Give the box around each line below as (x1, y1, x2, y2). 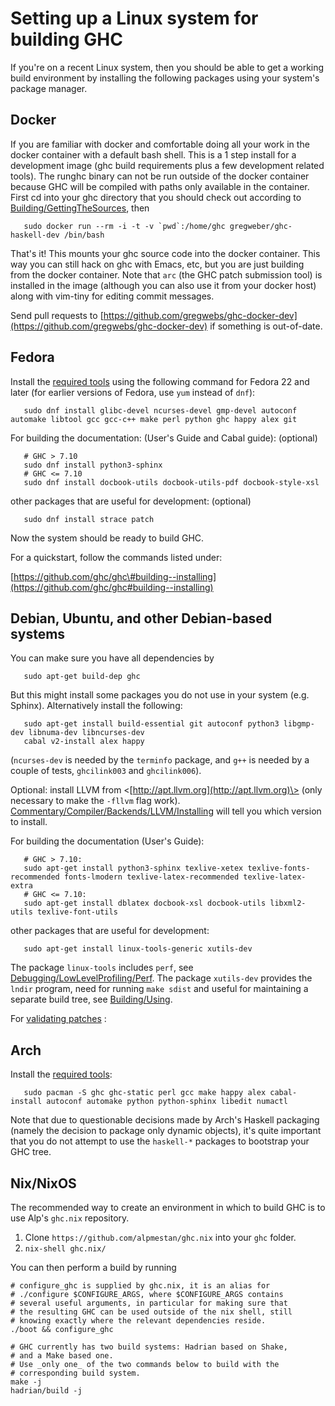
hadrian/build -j (10, 1386, 83, 1396)
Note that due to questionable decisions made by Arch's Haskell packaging (10, 1114, 320, 1126)
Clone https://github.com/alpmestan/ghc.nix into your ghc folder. (24, 1232, 297, 1243)
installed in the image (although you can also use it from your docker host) (10, 279, 317, 291)
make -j (10, 1377, 43, 1387)
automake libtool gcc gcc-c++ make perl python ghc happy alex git (10, 414, 298, 424)
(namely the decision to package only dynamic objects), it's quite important (10, 1125, 322, 1137)
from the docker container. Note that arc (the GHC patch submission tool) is (10, 268, 323, 281)
